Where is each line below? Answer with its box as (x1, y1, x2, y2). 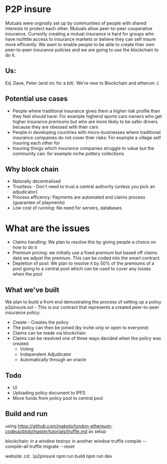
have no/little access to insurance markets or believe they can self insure (5, 36, 156, 42)
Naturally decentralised (12, 178, 61, 184)
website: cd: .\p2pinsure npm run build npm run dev (5, 453, 113, 459)
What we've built (5, 285, 59, 294)
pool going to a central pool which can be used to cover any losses (12, 266, 151, 272)
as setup (88, 428, 106, 434)
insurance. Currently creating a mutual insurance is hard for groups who (5, 31, 154, 37)
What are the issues (5, 222, 90, 234)
